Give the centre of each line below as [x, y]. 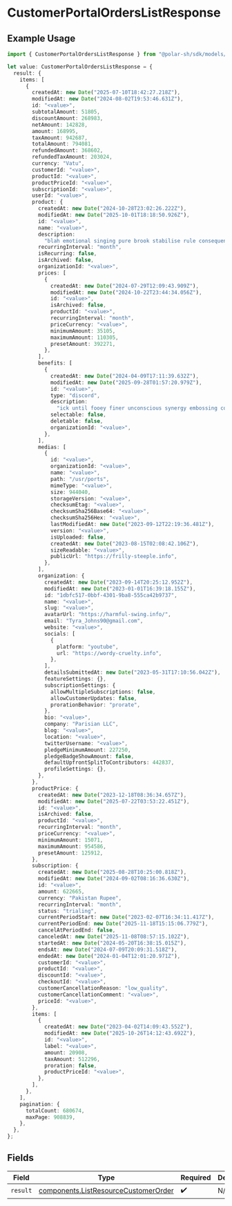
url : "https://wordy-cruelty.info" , [109, 653]
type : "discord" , [75, 395]
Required [196, 1178]
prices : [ [52, 273]
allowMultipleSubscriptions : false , [103, 692]
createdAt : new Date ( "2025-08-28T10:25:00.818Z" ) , [112, 872]
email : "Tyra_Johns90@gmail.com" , [94, 621]
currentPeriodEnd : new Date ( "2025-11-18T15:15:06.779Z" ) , [123, 924]
